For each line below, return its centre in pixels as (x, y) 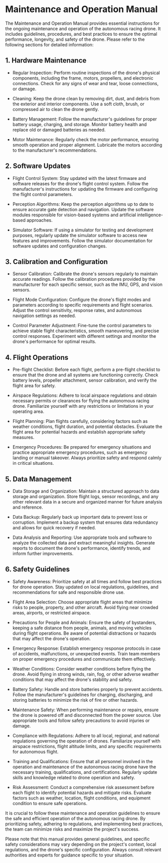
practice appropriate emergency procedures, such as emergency (80, 453)
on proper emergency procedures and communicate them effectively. (84, 659)
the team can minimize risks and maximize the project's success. (72, 829)
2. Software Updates (38, 166)
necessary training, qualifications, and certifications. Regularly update (85, 772)
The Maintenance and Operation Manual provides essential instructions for (82, 23)
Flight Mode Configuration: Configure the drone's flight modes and (81, 300)
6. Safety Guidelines (38, 569)
